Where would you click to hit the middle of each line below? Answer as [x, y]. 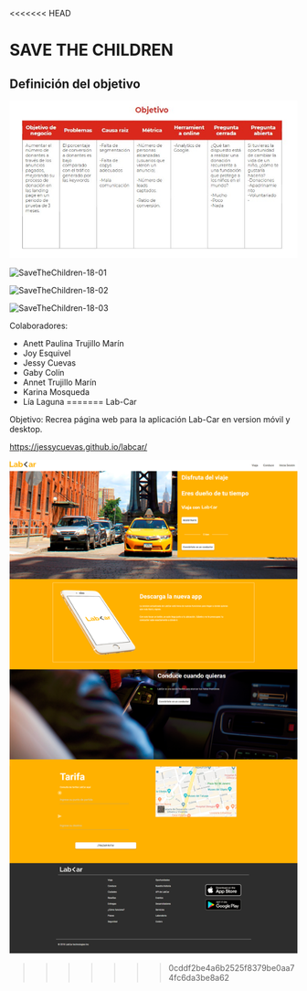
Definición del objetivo [75, 84]
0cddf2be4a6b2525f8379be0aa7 [232, 968]
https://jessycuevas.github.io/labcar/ [79, 446]
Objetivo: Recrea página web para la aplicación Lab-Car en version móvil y [150, 419]
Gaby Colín [43, 372]
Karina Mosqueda [56, 391]
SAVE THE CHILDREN [91, 50]
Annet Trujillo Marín [59, 382]
